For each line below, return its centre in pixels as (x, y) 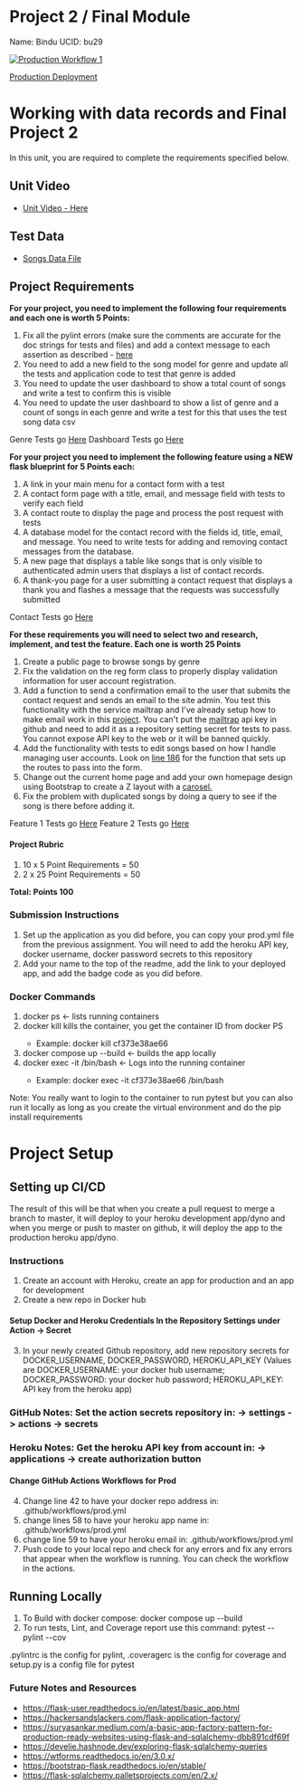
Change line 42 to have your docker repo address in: (121, 1500)
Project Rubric (37, 844)
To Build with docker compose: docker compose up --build (132, 1618)
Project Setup (62, 1153)
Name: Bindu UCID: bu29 (56, 42)
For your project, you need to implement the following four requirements (148, 309)
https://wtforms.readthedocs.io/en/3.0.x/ (99, 1756)
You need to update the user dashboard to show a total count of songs (154, 384)
